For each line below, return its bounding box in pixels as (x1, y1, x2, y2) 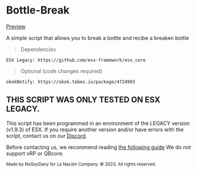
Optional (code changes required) (20, 67, 103, 74)
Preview (6, 23, 26, 30)
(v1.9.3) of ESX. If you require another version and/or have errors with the (6, 126, 184, 133)
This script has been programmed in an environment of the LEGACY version (6, 119, 190, 127)
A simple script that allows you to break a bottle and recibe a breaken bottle (6, 34, 189, 41)
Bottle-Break (6, 4, 70, 17)
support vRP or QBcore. (6, 149, 64, 157)
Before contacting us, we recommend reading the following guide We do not (6, 144, 191, 151)
